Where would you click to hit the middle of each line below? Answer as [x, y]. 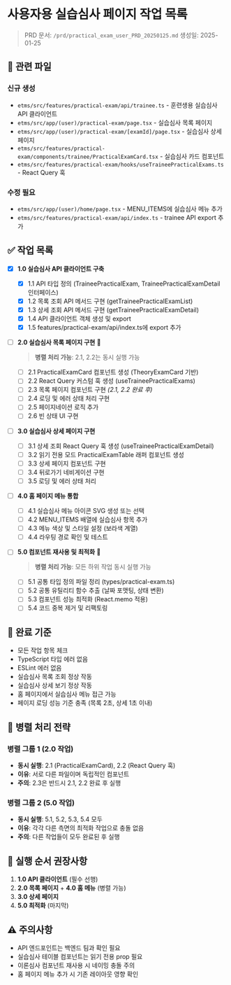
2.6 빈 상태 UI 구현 [53, 416]
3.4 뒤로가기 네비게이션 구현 [66, 472]
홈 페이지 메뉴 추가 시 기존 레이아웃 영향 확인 [78, 974]
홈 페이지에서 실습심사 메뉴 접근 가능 [67, 694]
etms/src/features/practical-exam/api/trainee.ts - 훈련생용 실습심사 [117, 105]
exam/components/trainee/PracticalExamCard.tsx [88, 157]
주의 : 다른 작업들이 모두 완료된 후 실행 [68, 837]
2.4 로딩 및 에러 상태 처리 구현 [69, 398]
